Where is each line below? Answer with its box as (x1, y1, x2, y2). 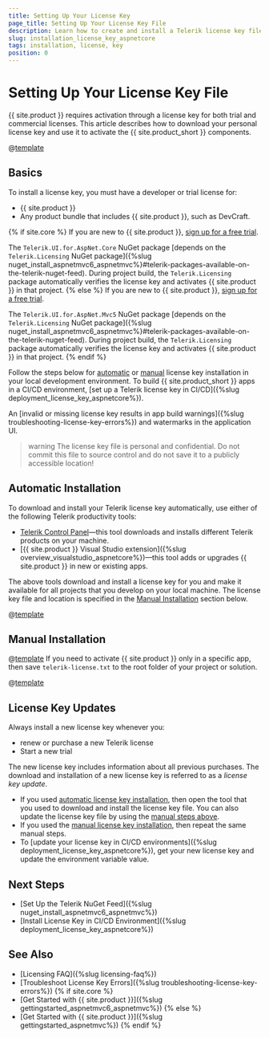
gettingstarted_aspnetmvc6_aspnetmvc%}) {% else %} (19, 1003, 202, 1012)
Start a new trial (19, 747, 73, 756)
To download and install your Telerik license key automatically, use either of (8, 503, 258, 512)
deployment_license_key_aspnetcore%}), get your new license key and (19, 846, 255, 856)
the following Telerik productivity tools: (8, 511, 137, 521)
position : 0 (8, 49, 48, 57)
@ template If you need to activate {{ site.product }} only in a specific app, (8, 653, 251, 663)
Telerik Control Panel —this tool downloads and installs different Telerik (19, 527, 254, 536)
